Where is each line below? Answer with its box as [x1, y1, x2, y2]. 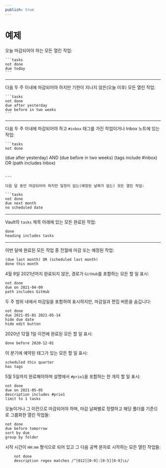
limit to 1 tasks [5, 396, 41, 401]
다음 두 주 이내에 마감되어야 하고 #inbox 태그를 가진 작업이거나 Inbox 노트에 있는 [5, 125, 160, 131]
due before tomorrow [5, 426, 48, 431]
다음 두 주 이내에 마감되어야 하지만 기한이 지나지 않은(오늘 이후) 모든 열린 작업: [5, 84, 156, 90]
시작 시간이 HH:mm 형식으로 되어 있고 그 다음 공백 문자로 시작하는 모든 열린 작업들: [5, 444, 161, 450]
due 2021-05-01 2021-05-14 [5, 312, 61, 317]
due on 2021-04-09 [5, 285, 43, 290]
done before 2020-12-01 [5, 340, 54, 346]
